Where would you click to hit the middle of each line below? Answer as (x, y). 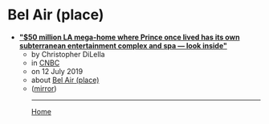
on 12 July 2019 (57, 71)
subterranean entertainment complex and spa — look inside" (123, 45)
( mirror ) (44, 88)
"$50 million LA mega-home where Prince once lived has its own (129, 37)
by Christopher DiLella (68, 54)
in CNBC (45, 63)
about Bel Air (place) (65, 80)
